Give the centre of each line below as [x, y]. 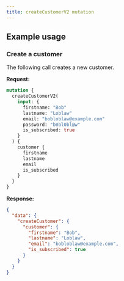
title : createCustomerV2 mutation [50, 12]
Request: [18, 79]
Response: [20, 199]
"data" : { [24, 215]
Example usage [36, 37]
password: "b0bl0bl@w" [51, 125]
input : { [28, 102]
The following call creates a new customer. [60, 67]
